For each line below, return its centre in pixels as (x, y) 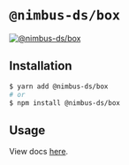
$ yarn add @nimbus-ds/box (59, 86)
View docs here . (39, 152)
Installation (41, 66)
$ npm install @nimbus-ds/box (65, 103)
